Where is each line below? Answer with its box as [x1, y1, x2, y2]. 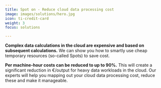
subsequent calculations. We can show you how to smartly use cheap [5, 48, 147, 54]
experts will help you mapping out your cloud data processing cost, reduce [5, 73, 155, 78]
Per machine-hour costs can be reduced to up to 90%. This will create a [5, 62, 152, 68]
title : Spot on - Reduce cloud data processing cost [5, 7, 114, 12]
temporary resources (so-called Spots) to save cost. [5, 53, 110, 59]
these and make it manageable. [5, 78, 68, 84]
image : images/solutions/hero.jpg [5, 12, 75, 16]
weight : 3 [5, 20, 25, 26]
